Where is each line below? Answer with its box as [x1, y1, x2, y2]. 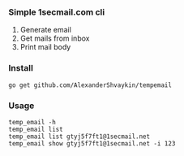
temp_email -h [8, 118, 57, 126]
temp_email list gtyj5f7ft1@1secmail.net [8, 132, 151, 141]
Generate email [19, 25, 71, 35]
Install [8, 63, 34, 74]
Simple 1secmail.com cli [8, 6, 105, 18]
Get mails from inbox [19, 33, 90, 43]
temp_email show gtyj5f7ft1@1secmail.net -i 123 [8, 139, 176, 148]
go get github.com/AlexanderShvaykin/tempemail [8, 80, 173, 89]
